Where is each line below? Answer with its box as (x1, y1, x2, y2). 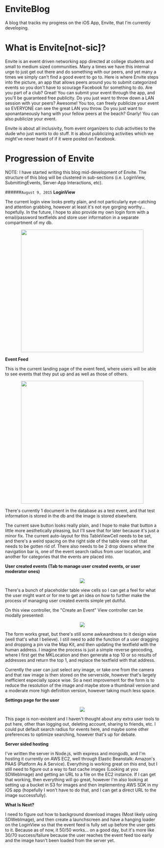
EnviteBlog (5, 3, 50, 15)
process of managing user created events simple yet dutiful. (5, 597, 126, 603)
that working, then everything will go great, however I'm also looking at (5, 776, 148, 782)
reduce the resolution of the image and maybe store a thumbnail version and (5, 682, 160, 688)
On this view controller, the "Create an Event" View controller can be (5, 607, 143, 613)
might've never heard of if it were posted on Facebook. (5, 136, 116, 141)
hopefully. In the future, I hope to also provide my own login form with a (5, 209, 149, 215)
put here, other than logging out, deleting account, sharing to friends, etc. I (5, 721, 156, 727)
